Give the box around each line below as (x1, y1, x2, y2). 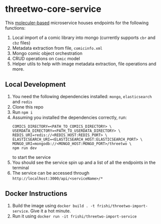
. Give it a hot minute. (28, 208, 71, 214)
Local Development (5, 80, 66, 89)
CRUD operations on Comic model (12, 55, 80, 61)
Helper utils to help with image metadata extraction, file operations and (12, 61, 157, 67)
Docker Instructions (5, 189, 67, 198)
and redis (12, 99, 33, 105)
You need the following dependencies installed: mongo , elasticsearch (12, 93, 152, 99)
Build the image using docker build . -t (12, 202, 95, 208)
